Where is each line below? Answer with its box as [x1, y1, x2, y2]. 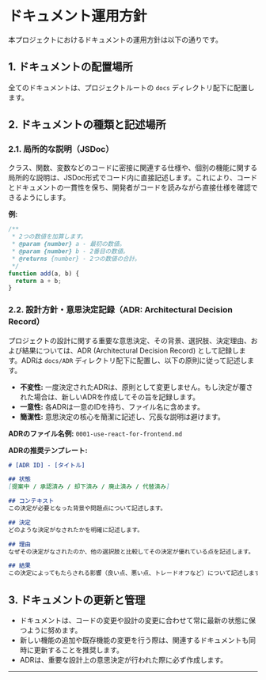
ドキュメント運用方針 [8, 7, 148, 25]
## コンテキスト [8, 497, 55, 505]
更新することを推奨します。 [33, 645, 124, 655]
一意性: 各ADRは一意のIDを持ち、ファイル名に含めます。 [19, 402, 204, 411]
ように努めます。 [26, 625, 82, 635]
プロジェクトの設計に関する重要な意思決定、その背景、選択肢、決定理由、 [8, 335, 251, 345]
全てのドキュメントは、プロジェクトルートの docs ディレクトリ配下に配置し [8, 82, 255, 92]
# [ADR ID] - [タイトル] [8, 461, 85, 469]
